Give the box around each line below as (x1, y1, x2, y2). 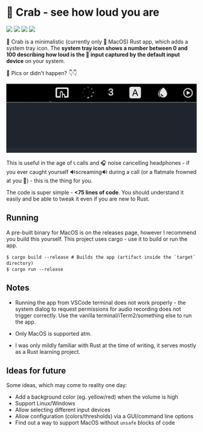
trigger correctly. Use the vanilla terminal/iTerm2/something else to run (14, 311, 192, 319)
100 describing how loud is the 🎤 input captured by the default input (6, 51, 180, 58)
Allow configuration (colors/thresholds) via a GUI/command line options (14, 413, 194, 420)
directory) (6, 260, 34, 266)
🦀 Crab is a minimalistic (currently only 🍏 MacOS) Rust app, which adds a (6, 38, 188, 45)
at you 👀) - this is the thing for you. (6, 177, 93, 184)
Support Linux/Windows (14, 400, 76, 407)
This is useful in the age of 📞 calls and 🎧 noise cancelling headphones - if (6, 159, 190, 166)
